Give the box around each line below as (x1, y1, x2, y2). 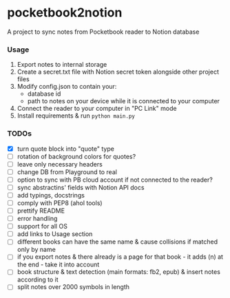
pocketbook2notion (7, 5, 123, 21)
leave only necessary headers (17, 160, 103, 168)
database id (27, 89, 61, 98)
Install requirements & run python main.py (17, 111, 136, 120)
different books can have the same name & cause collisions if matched (17, 237, 218, 246)
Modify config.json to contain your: (17, 83, 117, 91)
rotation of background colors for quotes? (17, 152, 136, 160)
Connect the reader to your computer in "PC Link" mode (17, 105, 177, 113)
